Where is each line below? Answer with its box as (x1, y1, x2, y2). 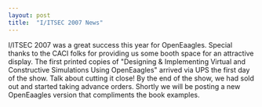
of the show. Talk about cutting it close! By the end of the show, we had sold (8, 73, 255, 83)
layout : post (8, 11, 51, 20)
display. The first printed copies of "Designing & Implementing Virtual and (8, 56, 246, 66)
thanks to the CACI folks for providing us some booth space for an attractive (8, 48, 254, 58)
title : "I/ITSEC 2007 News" (8, 19, 104, 27)
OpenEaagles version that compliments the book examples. (8, 90, 200, 99)
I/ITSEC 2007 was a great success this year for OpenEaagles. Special (8, 40, 233, 49)
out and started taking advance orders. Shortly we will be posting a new (8, 81, 241, 91)
